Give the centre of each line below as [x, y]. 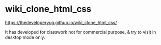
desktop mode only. [25, 37]
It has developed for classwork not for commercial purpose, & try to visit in [80, 32]
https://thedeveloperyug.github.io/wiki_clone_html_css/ [61, 22]
